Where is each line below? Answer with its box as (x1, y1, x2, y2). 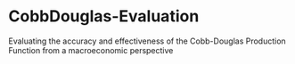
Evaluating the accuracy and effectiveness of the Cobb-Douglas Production (8, 36, 286, 46)
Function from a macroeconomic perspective (8, 44, 174, 55)
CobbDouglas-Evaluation (8, 6, 200, 27)
